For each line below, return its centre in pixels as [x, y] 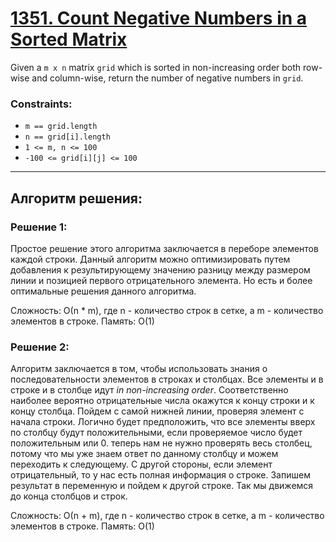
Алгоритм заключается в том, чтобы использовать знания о [139, 369]
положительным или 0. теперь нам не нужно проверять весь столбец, [161, 443]
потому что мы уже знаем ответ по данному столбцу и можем [144, 454]
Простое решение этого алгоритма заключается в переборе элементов [164, 248]
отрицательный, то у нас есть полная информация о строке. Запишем [160, 475]
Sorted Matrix [69, 39]
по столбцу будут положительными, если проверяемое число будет [156, 433]
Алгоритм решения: [76, 198]
